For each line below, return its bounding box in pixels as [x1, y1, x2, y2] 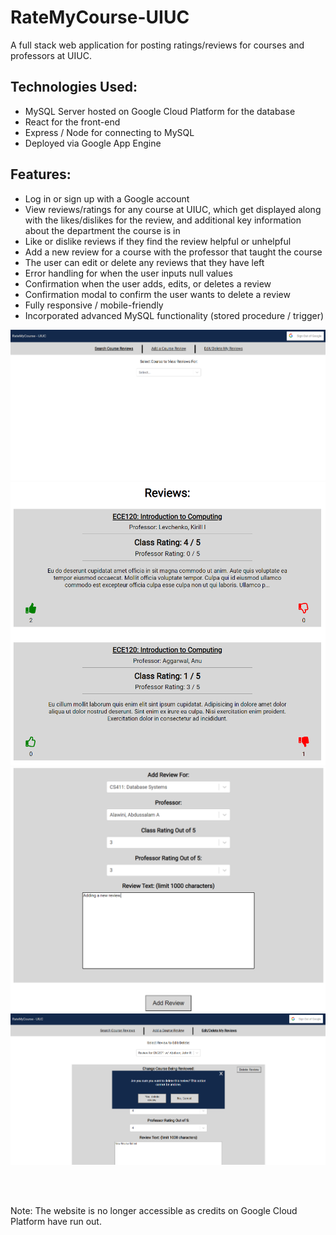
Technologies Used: [10, 79, 138, 96]
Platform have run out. [10, 1216, 102, 1228]
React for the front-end [24, 116, 121, 128]
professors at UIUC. [10, 49, 92, 61]
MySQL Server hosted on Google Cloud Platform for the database [24, 105, 296, 117]
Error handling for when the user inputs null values [24, 267, 233, 279]
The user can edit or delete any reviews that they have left [24, 256, 265, 268]
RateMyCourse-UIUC [10, 6, 190, 29]
